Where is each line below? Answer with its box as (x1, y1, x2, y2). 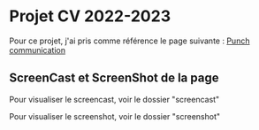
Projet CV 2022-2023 (9, 6, 171, 27)
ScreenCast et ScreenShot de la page (9, 71, 219, 86)
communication (9, 44, 66, 55)
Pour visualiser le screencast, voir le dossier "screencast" (9, 94, 220, 104)
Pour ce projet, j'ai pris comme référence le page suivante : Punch (9, 35, 250, 46)
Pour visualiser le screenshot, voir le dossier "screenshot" (9, 111, 221, 121)
